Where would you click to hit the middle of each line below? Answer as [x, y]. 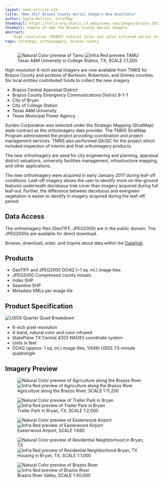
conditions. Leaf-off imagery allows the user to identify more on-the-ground [82, 180]
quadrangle [24, 353]
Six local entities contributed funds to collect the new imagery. [68, 80]
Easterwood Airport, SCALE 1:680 [51, 430]
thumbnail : [16, 23]
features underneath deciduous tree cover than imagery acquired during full [82, 186]
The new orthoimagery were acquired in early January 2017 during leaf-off [80, 175]
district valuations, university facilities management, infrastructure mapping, [82, 160]
